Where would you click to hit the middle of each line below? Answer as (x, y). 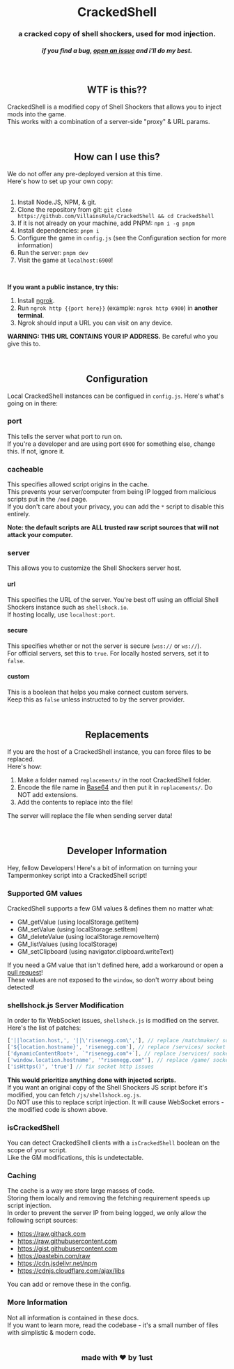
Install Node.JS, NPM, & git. (57, 202)
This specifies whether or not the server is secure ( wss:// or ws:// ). (104, 646)
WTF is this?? (117, 90)
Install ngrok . (36, 300)
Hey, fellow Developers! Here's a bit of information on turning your (102, 867)
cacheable (25, 469)
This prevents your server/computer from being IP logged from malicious (112, 492)
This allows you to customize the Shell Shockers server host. (94, 568)
